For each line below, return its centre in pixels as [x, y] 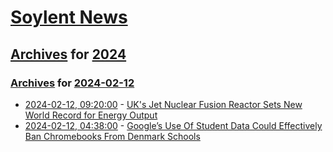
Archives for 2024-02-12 [72, 83]
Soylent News [69, 17]
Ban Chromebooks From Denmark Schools [112, 136]
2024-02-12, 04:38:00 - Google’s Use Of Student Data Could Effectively [173, 125]
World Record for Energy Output [91, 115]
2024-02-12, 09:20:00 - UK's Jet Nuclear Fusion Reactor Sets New [163, 104]
